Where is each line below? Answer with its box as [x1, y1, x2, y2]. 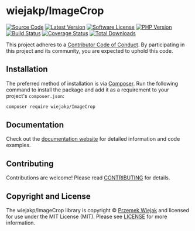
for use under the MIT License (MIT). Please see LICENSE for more [6, 213, 167, 220]
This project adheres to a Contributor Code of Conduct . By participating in [6, 41, 185, 48]
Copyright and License [6, 191, 91, 201]
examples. [6, 142, 31, 149]
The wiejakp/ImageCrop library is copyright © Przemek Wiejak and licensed [6, 207, 189, 214]
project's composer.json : [6, 92, 64, 99]
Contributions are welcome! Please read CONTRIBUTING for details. [6, 174, 170, 181]
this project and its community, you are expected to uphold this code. [6, 47, 173, 54]
